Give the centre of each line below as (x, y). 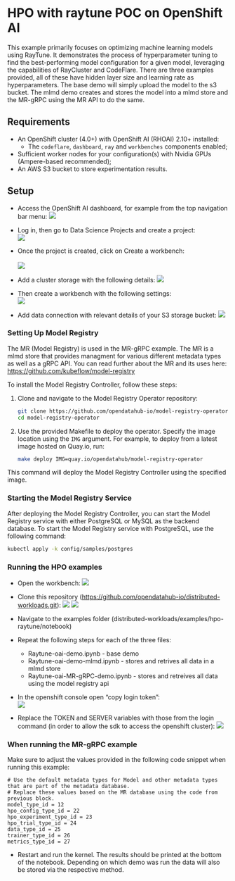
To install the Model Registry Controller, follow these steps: (92, 385)
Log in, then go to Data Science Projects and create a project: (106, 230)
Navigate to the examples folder (63, 618)
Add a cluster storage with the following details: (86, 280)
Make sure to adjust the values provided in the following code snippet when (116, 760)
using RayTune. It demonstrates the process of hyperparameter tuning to (113, 55)
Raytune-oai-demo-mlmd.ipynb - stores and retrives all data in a (121, 661)
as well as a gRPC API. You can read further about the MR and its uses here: (117, 363)
